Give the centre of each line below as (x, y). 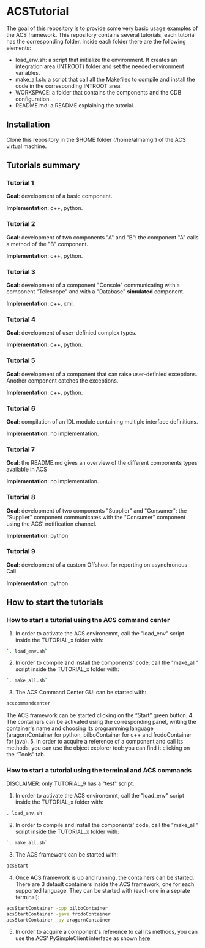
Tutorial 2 (21, 224)
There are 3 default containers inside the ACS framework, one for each (105, 884)
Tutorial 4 (21, 319)
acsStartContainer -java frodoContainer (59, 914)
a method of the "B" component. (47, 244)
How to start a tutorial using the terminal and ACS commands (99, 771)
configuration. (33, 99)
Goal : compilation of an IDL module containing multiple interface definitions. (102, 421)
